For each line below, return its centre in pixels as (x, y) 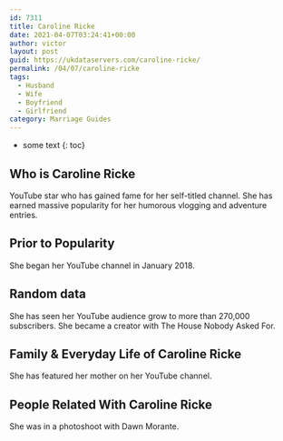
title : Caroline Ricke (52, 26)
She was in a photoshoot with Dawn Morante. (94, 426)
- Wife (30, 94)
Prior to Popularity (62, 243)
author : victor (38, 43)
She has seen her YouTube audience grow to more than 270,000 (130, 316)
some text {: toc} (54, 145)
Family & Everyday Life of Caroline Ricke (126, 354)
